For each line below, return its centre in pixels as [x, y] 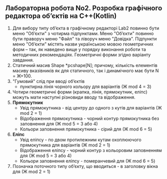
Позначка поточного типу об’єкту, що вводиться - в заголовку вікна [85, 166]
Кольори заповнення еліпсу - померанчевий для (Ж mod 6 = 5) [87, 161]
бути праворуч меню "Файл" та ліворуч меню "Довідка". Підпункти [84, 38]
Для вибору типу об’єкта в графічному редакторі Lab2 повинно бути [86, 28]
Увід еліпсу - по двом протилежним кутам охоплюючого [80, 139]
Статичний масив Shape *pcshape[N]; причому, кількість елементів [85, 65]
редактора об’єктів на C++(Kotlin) [61, 16]
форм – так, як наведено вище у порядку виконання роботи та [79, 49]
